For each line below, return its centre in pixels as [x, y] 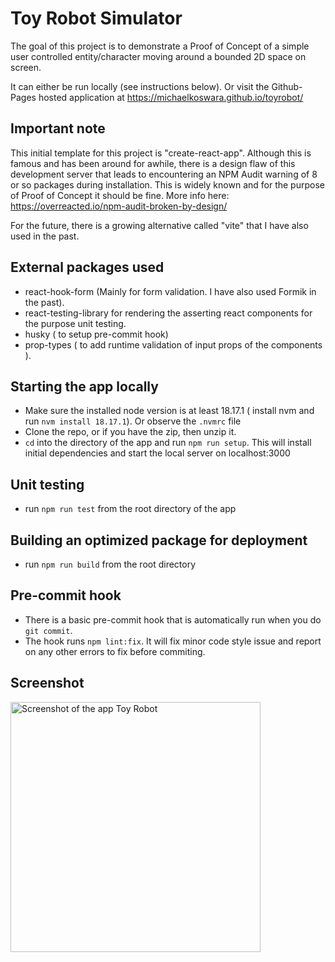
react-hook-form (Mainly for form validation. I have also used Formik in [170, 291]
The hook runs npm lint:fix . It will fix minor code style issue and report [173, 641]
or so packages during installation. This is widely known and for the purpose [167, 184]
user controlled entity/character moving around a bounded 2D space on [158, 56]
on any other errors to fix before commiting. [115, 651]
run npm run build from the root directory [110, 564]
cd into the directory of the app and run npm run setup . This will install [168, 443]
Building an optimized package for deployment [159, 540]
